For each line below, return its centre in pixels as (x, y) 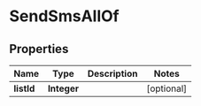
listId (24, 88)
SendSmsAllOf (64, 16)
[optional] (166, 88)
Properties (39, 49)
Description (112, 74)
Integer (63, 88)
